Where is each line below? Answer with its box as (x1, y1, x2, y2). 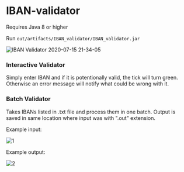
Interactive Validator (6, 60, 65, 68)
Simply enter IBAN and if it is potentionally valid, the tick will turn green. (6, 74, 178, 81)
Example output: (6, 148, 46, 156)
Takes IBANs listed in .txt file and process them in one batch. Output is (6, 108, 176, 115)
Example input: (6, 126, 42, 133)
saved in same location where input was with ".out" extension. (6, 114, 156, 121)
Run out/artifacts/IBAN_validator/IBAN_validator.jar (6, 35, 140, 42)
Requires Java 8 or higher (6, 23, 68, 30)
